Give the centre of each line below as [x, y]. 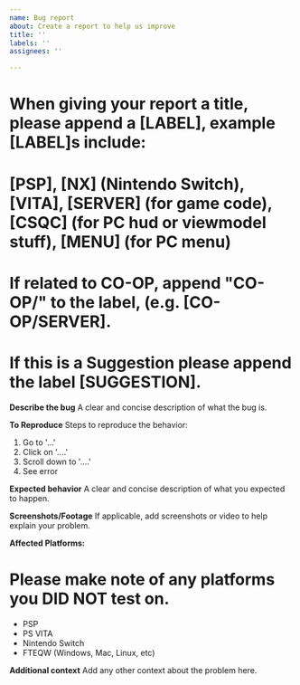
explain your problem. [50, 525]
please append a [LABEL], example [142, 124]
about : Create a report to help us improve [93, 26]
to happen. [29, 498]
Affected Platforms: [47, 543]
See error [40, 471]
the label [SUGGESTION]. [105, 382]
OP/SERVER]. [60, 321]
